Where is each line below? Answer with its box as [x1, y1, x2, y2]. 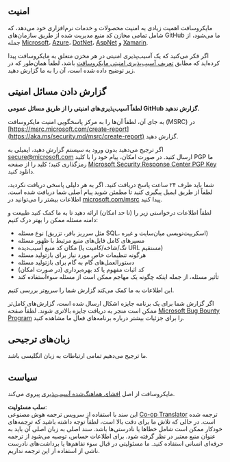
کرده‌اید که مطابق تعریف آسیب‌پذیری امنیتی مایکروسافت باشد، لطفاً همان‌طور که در [8, 58, 220, 67]
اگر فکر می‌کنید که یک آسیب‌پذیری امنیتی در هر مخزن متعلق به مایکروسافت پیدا [8, 51, 209, 60]
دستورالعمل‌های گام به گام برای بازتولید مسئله [17, 258, 135, 266]
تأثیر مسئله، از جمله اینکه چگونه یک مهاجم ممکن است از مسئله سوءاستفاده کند [17, 272, 220, 280]
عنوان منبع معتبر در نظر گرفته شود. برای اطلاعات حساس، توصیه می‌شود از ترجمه [8, 432, 216, 441]
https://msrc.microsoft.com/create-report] [10, 125, 129, 133]
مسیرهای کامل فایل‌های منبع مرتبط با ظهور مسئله [17, 236, 145, 244]
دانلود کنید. [8, 167, 35, 175]
